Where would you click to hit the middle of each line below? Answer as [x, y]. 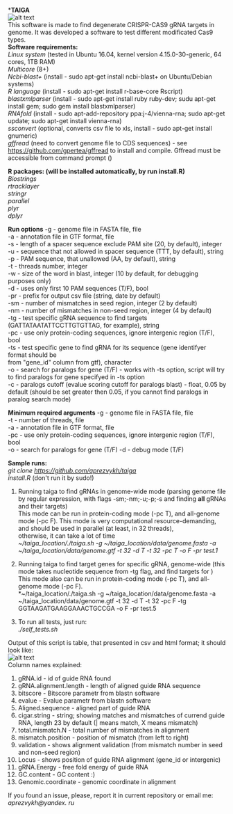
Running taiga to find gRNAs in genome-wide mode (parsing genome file [122, 491]
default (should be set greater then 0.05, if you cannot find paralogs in [108, 392]
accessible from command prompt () [60, 158]
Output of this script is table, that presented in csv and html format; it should [117, 643]
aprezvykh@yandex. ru [41, 803]
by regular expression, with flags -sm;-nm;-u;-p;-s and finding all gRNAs [122, 499]
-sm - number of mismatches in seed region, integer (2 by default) [103, 303]
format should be [33, 355]
